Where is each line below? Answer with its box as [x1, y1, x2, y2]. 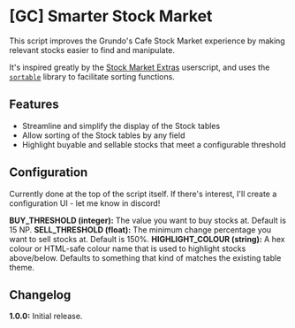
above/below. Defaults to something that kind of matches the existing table [9, 252, 282, 263]
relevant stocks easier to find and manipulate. [9, 44, 175, 55]
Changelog [9, 287, 72, 302]
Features [9, 97, 59, 112]
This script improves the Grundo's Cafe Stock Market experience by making [9, 35, 285, 46]
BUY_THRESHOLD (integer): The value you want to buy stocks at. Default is [9, 215, 287, 225]
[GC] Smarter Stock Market [9, 6, 213, 27]
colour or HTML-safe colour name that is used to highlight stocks [9, 243, 246, 254]
